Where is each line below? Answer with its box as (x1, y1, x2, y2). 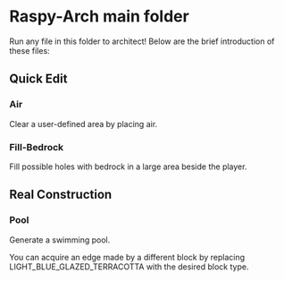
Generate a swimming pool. (9, 234, 111, 245)
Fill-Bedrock (9, 140, 64, 153)
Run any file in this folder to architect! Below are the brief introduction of (9, 36, 275, 47)
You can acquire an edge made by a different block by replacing (9, 251, 246, 262)
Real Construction (9, 187, 113, 202)
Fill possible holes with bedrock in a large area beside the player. (9, 161, 247, 172)
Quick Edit (9, 72, 68, 87)
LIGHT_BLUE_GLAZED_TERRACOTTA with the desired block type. (9, 261, 249, 272)
